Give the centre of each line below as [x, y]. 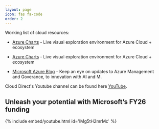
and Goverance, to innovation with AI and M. [57, 77]
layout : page [18, 10]
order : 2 [14, 19]
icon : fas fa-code [24, 14]
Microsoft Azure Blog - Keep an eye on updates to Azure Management [83, 72]
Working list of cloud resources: [37, 33]
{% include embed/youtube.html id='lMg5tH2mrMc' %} [61, 121]
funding [17, 109]
